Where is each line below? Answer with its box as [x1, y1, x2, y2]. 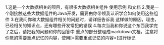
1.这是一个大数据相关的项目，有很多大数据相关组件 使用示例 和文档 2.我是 [5, 4, 155, 10]
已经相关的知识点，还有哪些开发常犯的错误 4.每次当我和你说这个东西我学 [5, 22, 154, 28]
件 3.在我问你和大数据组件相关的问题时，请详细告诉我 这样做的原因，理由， [5, 17, 160, 22]
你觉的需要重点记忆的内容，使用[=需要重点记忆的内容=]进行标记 [5, 35, 136, 41]
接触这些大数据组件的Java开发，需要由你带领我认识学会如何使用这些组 [13, 10, 159, 16]
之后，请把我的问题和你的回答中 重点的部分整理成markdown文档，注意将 [9, 29, 159, 34]
